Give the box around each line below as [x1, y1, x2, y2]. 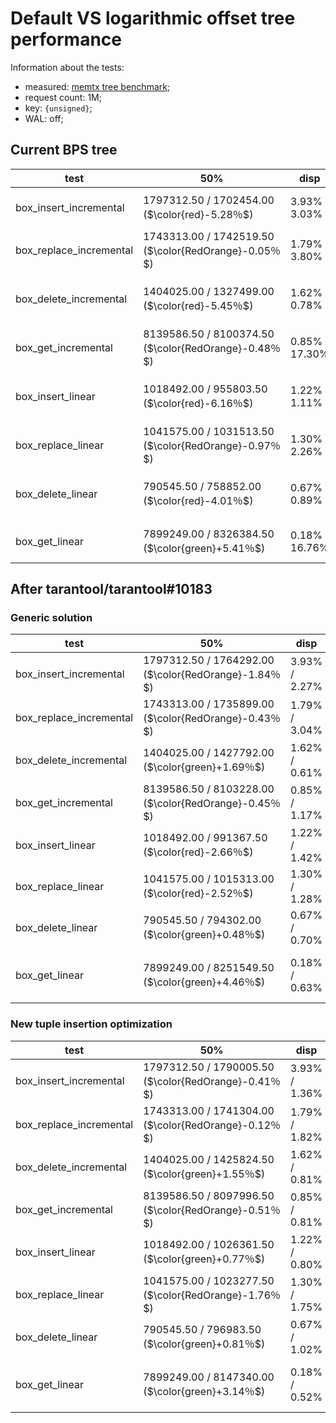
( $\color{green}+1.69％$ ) [143, 760, 266, 774]
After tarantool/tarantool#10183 [10, 581, 213, 598]
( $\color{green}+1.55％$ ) [143, 1167, 266, 1181]
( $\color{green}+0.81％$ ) [143, 1337, 266, 1351]
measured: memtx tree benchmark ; [24, 80, 171, 92]
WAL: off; [24, 112, 64, 124]
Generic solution [10, 611, 93, 625]
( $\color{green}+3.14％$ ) [143, 1384, 266, 1398]
